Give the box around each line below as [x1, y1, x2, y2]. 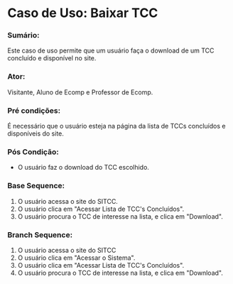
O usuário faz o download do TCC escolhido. [17, 163, 149, 172]
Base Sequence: [7, 181, 65, 191]
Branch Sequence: [7, 229, 73, 239]
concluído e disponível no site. [7, 54, 97, 62]
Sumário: [7, 31, 40, 40]
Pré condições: [7, 105, 61, 115]
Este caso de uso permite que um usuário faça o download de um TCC [7, 46, 215, 55]
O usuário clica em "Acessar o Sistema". [17, 253, 136, 262]
